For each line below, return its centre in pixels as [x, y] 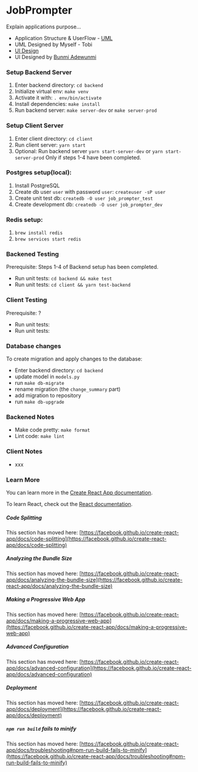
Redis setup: [25, 219]
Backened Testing [33, 254]
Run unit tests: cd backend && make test [63, 278]
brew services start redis [48, 239]
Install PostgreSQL [37, 185]
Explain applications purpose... [44, 27]
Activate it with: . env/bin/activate [58, 98]
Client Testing [27, 300]
